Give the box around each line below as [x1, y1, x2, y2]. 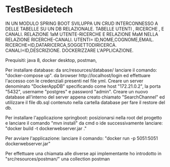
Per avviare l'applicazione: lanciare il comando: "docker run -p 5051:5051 [5, 135, 158, 141]
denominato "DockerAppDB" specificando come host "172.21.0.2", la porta [5, 83, 161, 89]
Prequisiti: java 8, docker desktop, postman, [5, 57, 97, 63]
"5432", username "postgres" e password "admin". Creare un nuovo [5, 88, 148, 94]
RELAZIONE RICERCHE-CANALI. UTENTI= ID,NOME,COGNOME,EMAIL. [5, 37, 154, 43]
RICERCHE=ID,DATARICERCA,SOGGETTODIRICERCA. [5, 42, 117, 48]
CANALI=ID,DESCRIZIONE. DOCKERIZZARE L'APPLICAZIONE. [5, 47, 133, 53]
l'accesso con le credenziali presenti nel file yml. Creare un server [5, 78, 144, 84]
